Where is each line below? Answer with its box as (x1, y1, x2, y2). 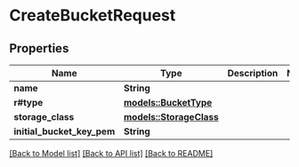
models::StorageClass (123, 111, 220, 123)
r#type (13, 97, 44, 108)
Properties (9, 41, 69, 56)
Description (227, 68, 279, 79)
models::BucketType (123, 97, 213, 108)
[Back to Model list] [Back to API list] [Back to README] (9, 148, 214, 158)
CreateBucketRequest (9, 5, 176, 26)
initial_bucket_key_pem (13, 125, 116, 138)
